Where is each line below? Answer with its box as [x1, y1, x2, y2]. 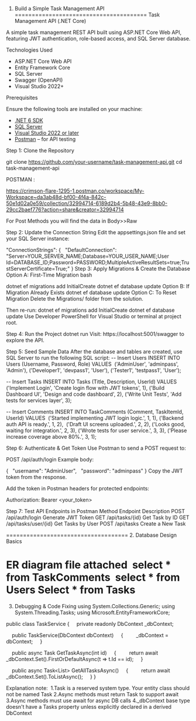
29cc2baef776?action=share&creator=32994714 [6, 206, 124, 213]
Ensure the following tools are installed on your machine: [6, 106, 143, 112]
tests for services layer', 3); [6, 397, 72, 404]
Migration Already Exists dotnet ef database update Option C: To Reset [6, 289, 177, 296]
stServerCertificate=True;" [6, 265, 70, 272]
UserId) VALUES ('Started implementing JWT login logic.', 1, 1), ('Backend [6, 415, 184, 422]
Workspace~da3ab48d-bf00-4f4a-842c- [6, 194, 106, 200]
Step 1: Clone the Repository [6, 147, 75, 154]
